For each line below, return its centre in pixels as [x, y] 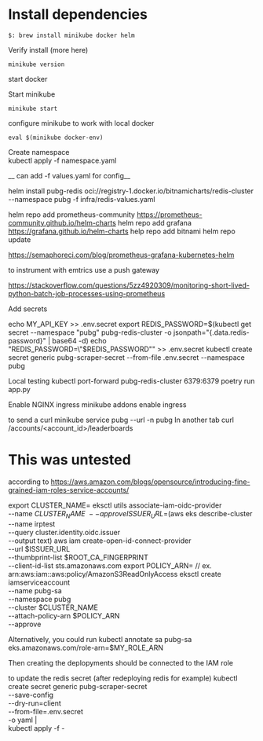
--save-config [31, 695]
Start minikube [32, 94]
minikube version [37, 64]
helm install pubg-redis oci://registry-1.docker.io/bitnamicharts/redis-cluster [131, 191]
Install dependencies [78, 15]
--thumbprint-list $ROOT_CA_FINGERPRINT [79, 557]
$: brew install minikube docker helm [71, 35]
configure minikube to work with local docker [81, 123]
